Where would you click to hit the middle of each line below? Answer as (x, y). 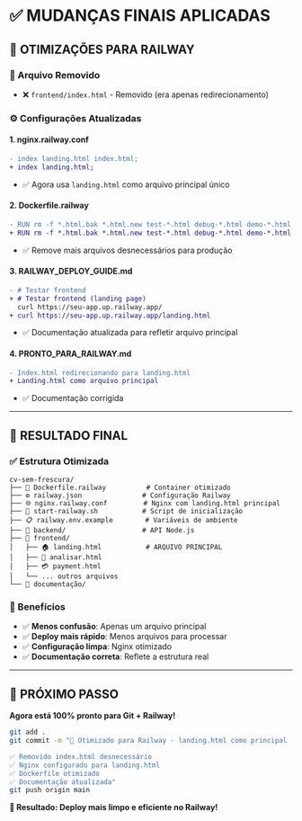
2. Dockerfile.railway (49, 205)
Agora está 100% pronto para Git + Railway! (93, 716)
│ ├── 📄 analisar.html (56, 558)
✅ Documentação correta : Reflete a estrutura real (115, 656)
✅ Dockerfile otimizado (55, 773)
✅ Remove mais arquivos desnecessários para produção (127, 250)
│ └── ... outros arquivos (64, 576)
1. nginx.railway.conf (49, 139)
